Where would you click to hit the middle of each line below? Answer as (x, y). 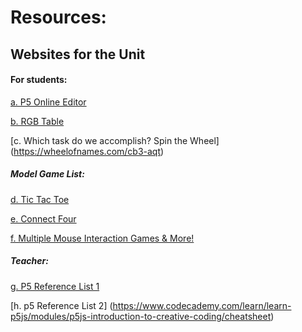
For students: (39, 80)
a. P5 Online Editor (48, 102)
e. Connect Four (43, 218)
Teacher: (29, 261)
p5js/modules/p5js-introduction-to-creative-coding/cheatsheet (141, 316)
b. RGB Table (37, 121)
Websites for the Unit (78, 54)
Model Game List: (47, 174)
